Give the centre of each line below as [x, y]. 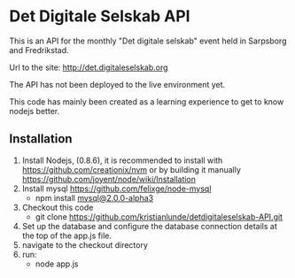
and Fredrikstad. [39, 50]
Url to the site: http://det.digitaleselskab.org [89, 67]
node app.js [57, 264]
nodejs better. [35, 111]
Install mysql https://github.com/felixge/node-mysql [116, 189]
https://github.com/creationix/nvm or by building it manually [132, 169]
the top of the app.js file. [67, 236]
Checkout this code [58, 207]
